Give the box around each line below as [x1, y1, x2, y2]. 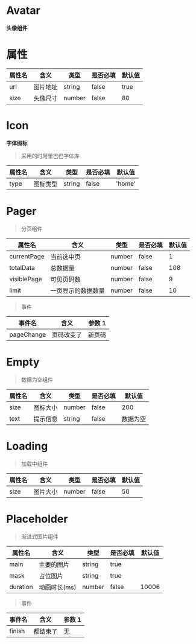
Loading [6, 439, 48, 453]
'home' [116, 179, 136, 188]
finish [9, 626, 25, 635]
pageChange [9, 330, 46, 339]
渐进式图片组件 [21, 532, 58, 540]
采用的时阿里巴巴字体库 [21, 152, 80, 159]
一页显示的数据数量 [50, 286, 106, 295]
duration [9, 582, 33, 591]
